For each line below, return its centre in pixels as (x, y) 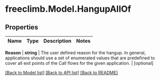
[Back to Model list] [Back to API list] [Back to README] (62, 73)
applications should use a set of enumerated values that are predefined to (80, 58)
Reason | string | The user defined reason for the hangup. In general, (76, 53)
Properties (22, 27)
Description (57, 41)
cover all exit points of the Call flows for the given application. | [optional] (79, 63)
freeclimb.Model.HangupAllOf (68, 9)
